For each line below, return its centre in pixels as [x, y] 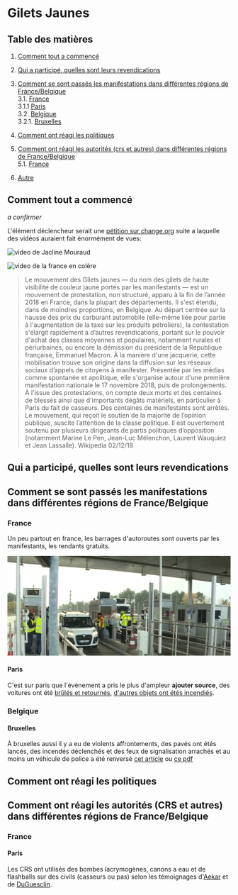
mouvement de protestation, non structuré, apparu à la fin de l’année [125, 294]
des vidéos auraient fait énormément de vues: [74, 238]
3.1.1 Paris [32, 106]
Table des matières [50, 39]
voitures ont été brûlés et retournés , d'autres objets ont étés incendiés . [111, 693]
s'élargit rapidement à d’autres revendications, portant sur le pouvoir [125, 332]
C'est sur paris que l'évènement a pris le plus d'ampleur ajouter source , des [119, 685]
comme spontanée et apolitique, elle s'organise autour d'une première [127, 377]
